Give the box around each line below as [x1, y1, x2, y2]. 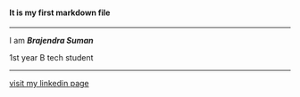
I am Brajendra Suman [9, 36, 94, 46]
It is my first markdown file [9, 7, 111, 18]
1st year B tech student [9, 53, 94, 63]
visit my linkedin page [9, 78, 89, 89]
